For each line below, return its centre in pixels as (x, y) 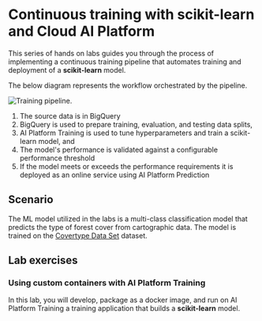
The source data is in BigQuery (70, 115)
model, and (56, 141)
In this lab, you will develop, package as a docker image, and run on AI (123, 300)
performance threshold (57, 158)
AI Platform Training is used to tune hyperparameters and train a (124, 133)
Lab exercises (43, 261)
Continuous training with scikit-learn (131, 15)
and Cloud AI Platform (82, 31)
